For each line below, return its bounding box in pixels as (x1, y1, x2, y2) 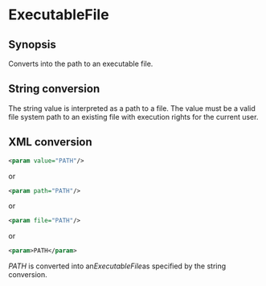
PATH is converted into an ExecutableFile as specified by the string (8, 261, 227, 271)
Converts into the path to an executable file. (8, 59, 153, 68)
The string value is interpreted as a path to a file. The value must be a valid (8, 103, 256, 113)
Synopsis (8, 38, 56, 51)
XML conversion (8, 135, 92, 149)
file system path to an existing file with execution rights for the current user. (8, 112, 259, 121)
